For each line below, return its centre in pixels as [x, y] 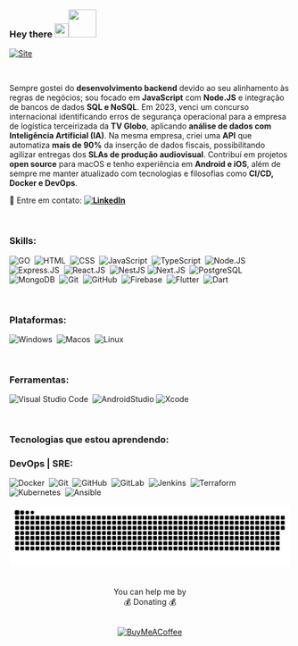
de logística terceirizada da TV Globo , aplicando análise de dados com [141, 126]
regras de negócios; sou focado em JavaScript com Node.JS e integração [147, 97]
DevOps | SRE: [41, 464]
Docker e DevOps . [43, 183]
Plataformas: [38, 320]
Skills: [23, 241]
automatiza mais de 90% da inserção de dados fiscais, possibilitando [137, 145]
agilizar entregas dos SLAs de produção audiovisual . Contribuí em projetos [149, 155]
